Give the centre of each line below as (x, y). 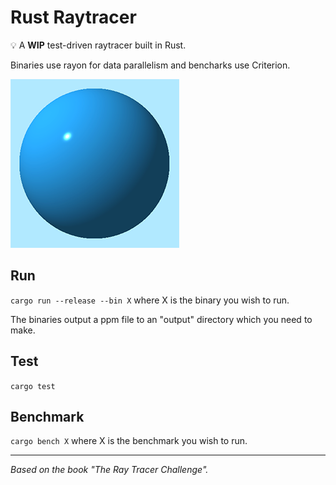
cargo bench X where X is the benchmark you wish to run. (129, 441)
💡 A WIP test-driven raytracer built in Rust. (98, 45)
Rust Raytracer (73, 17)
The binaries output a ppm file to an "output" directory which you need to (161, 319)
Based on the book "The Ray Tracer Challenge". (109, 470)
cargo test (33, 386)
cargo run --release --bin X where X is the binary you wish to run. (150, 300)
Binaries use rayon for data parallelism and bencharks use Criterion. (150, 65)
